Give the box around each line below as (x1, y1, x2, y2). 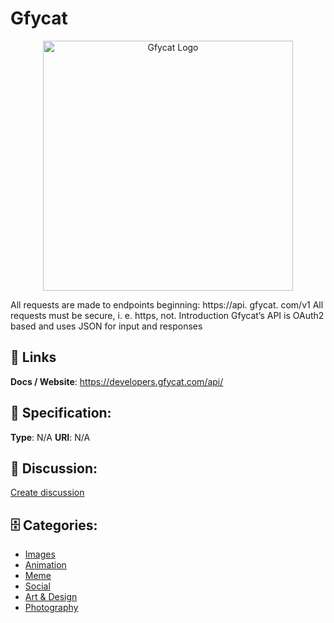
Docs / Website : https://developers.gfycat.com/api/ (10, 375, 224, 387)
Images (24, 548, 56, 561)
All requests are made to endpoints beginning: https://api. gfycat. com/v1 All (10, 298, 324, 311)
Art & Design (24, 591, 78, 603)
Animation (24, 559, 67, 571)
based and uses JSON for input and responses (10, 320, 203, 332)
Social (24, 580, 51, 592)
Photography (24, 602, 79, 614)
